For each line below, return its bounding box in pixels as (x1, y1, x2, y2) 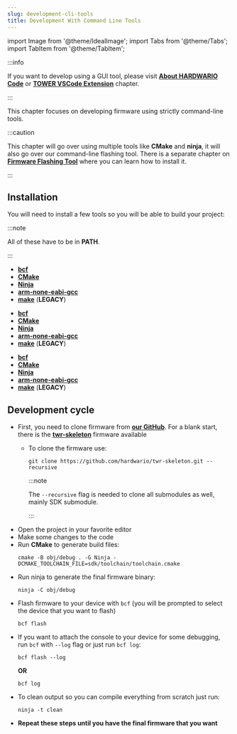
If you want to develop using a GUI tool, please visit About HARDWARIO (7, 72, 219, 80)
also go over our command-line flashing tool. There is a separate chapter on (7, 149, 231, 158)
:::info (7, 58, 24, 66)
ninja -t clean (17, 706, 63, 714)
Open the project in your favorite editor (17, 525, 132, 534)
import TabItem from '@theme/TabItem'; (7, 44, 126, 53)
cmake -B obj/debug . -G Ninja (17, 554, 111, 561)
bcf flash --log (17, 654, 66, 662)
